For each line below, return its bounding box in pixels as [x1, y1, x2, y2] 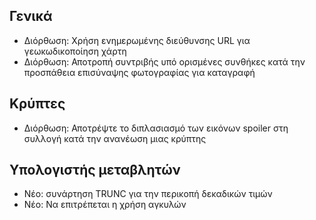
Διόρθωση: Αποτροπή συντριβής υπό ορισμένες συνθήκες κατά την [23, 55, 306, 68]
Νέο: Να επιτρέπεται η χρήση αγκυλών [23, 199, 187, 211]
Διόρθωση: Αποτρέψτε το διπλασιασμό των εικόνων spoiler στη [23, 122, 289, 134]
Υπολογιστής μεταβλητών [9, 162, 181, 179]
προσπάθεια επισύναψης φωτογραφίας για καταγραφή [23, 66, 256, 78]
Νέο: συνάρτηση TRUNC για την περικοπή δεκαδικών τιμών [23, 188, 273, 200]
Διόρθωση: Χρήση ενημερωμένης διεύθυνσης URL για [23, 34, 251, 46]
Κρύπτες [9, 95, 66, 113]
